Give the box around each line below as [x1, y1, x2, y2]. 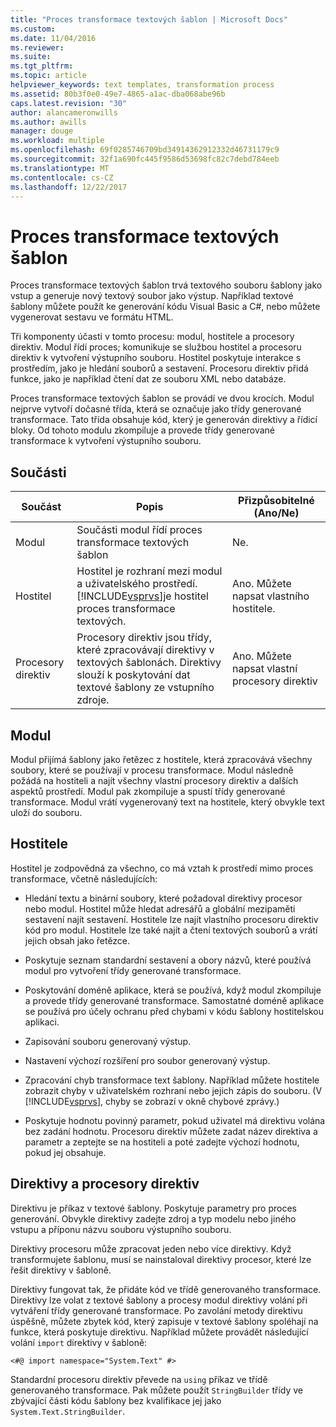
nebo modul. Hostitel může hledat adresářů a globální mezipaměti [24, 902, 296, 915]
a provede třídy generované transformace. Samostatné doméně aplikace [24, 994, 325, 1006]
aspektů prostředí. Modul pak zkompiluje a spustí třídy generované [10, 785, 286, 797]
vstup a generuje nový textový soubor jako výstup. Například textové [10, 290, 294, 302]
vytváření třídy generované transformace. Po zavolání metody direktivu [10, 1304, 303, 1316]
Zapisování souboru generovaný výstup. [24, 1035, 192, 1047]
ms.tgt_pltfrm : [10, 61, 74, 71]
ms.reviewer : [10, 42, 65, 53]
